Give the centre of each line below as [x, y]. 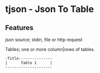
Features [19, 28]
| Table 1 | [29, 63]
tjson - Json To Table [49, 9]
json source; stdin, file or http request [44, 39]
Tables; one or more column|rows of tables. [50, 49]
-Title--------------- [29, 58]
